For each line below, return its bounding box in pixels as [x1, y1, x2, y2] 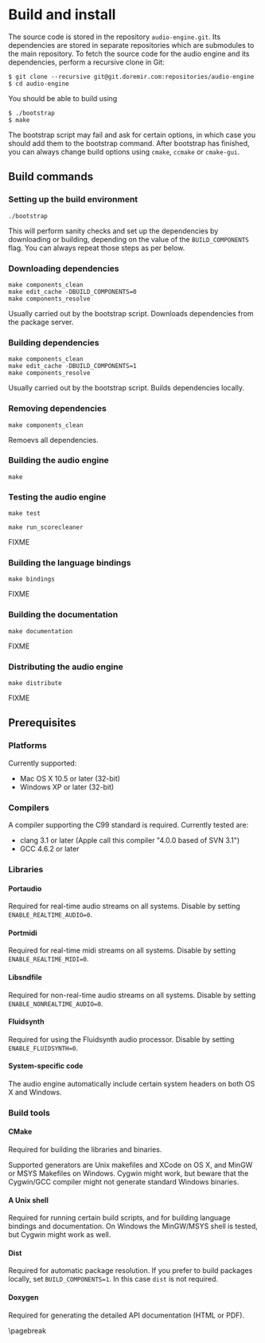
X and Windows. [8, 1087, 62, 1097]
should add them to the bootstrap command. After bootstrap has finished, [8, 138, 250, 148]
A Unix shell [8, 1195, 49, 1204]
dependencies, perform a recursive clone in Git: [8, 57, 165, 67]
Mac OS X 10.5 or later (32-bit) [19, 773, 121, 783]
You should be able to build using [8, 93, 118, 103]
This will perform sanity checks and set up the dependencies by [8, 225, 219, 236]
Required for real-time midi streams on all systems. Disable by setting [8, 946, 236, 955]
